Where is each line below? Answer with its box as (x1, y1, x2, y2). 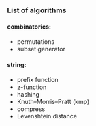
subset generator (16, 45, 66, 53)
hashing (16, 90, 39, 99)
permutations (16, 38, 55, 46)
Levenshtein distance (16, 112, 77, 121)
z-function (16, 83, 47, 91)
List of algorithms (7, 5, 67, 15)
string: (7, 60, 27, 68)
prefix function (16, 76, 59, 84)
